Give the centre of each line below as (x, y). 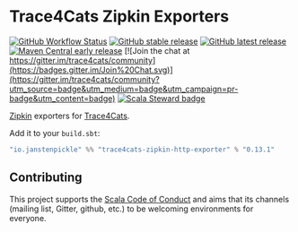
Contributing (46, 178)
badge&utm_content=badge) (62, 98)
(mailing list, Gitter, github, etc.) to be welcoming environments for (131, 209)
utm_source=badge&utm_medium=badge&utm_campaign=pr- (124, 89)
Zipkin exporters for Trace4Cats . (70, 116)
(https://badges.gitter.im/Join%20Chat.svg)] (91, 70)
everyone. (28, 218)
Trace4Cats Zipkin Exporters (119, 17)
